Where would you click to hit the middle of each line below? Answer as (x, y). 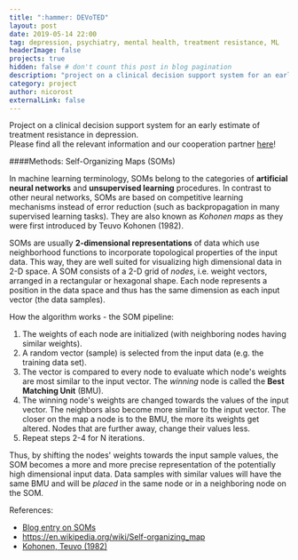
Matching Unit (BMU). (63, 391)
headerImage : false (45, 51)
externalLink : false (47, 100)
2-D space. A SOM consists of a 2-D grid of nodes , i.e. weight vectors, (138, 271)
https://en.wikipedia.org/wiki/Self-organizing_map (114, 537)
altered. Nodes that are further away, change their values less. (136, 428)
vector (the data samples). (57, 300)
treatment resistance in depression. (74, 135)
